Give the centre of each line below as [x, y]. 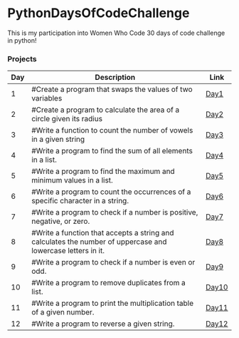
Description [115, 78]
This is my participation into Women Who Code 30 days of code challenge [116, 33]
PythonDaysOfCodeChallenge [99, 13]
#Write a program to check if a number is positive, [115, 212]
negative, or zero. [61, 221]
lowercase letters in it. [68, 251]
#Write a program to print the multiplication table [113, 303]
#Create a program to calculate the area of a [106, 110]
